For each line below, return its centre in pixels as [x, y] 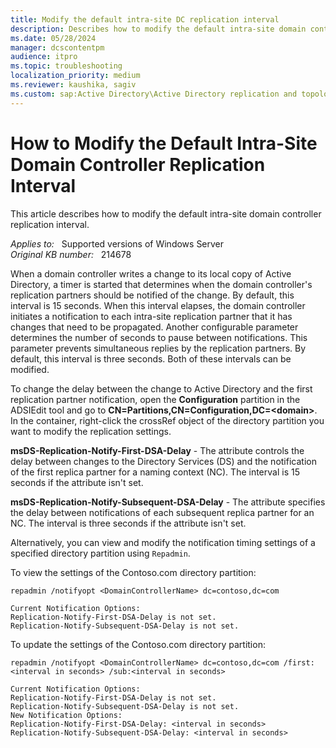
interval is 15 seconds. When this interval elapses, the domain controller [158, 305]
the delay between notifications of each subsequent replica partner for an [162, 512]
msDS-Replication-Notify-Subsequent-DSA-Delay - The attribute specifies [168, 502]
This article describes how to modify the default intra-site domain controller [166, 213]
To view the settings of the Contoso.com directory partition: [133, 572]
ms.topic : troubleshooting [66, 66]
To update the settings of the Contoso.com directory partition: [138, 644]
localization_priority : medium [75, 76]
